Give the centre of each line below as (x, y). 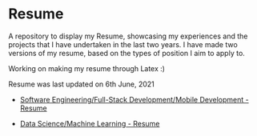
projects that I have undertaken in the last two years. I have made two (123, 44)
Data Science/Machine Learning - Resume (90, 123)
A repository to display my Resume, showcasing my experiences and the (128, 36)
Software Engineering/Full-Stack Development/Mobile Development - (135, 99)
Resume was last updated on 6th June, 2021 (81, 84)
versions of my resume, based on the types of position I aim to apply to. (127, 53)
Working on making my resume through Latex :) (87, 68)
